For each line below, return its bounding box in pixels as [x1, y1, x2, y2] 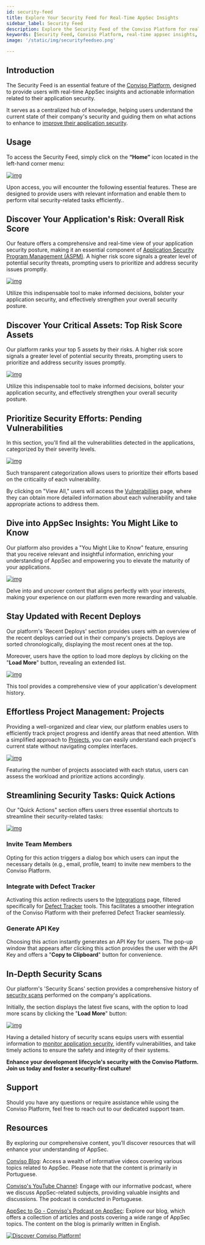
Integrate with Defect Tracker [6, 882, 96, 891]
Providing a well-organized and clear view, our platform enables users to [6, 723, 189, 730]
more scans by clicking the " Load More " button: [6, 1010, 128, 1017]
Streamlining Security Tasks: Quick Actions [6, 790, 176, 800]
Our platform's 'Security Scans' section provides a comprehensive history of [6, 985, 199, 993]
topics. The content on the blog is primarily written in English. [6, 1220, 160, 1227]
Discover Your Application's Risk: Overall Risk [6, 214, 184, 225]
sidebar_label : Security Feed [6, 20, 84, 26]
